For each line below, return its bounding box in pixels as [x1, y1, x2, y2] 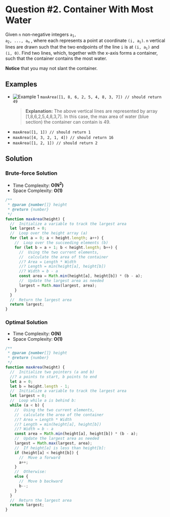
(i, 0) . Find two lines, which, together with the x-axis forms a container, [5, 50, 158, 56]
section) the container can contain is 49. [25, 119, 111, 125]
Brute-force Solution [5, 170, 58, 177]
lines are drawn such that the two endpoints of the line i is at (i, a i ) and [5, 43, 160, 51]
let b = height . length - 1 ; [10, 384, 70, 389]
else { [14, 474, 29, 479]
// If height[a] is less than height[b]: [14, 445, 106, 451]
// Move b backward [18, 479, 63, 484]
